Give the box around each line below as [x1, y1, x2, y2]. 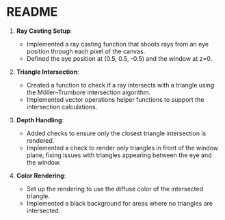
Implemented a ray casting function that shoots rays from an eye [26, 40, 209, 48]
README [6, 4, 58, 20]
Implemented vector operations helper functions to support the [26, 95, 204, 103]
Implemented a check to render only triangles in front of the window [26, 143, 219, 152]
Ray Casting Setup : [16, 27, 72, 35]
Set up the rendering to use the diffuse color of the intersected [26, 184, 203, 193]
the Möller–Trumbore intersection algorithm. [26, 88, 151, 96]
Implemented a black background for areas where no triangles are [26, 199, 213, 207]
